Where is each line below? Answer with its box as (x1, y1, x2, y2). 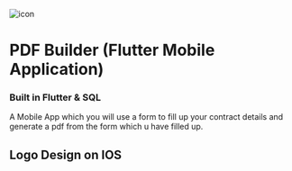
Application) (9, 59, 105, 80)
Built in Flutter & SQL (9, 91, 102, 103)
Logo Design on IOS (9, 147, 123, 162)
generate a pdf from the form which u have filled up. (9, 121, 204, 132)
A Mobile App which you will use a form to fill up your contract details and (9, 112, 284, 122)
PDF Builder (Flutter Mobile (9, 40, 215, 60)
